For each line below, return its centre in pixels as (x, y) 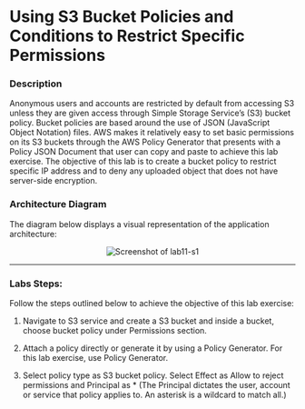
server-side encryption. (54, 181)
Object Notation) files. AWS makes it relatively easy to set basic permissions (152, 133)
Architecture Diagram (58, 204)
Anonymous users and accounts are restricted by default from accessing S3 (152, 104)
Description (36, 84)
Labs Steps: (36, 284)
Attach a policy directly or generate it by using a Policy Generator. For (152, 348)
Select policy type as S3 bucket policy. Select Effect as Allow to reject (153, 375)
